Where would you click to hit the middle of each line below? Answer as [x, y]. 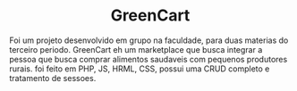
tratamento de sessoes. [53, 78]
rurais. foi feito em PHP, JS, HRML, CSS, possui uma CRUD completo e [140, 69]
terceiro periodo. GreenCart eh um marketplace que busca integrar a [136, 49]
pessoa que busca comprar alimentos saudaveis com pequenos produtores [148, 59]
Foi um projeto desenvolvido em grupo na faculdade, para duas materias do [149, 40]
